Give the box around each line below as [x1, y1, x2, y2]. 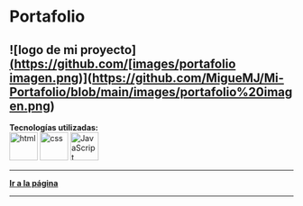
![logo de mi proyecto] [9, 42, 137, 58]
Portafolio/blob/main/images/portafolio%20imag [9, 84, 293, 100]
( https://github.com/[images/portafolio [9, 56, 236, 71]
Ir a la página [9, 178, 59, 188]
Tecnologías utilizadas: [9, 122, 99, 132]
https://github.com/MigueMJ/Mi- [91, 70, 284, 85]
